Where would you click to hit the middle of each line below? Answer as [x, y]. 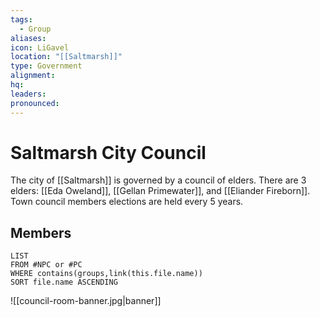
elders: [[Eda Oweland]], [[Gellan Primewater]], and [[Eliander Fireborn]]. [160, 191]
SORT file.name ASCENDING [64, 282]
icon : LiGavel [40, 47]
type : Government [46, 66]
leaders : [28, 94]
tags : [21, 19]
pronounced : [35, 103]
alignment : [33, 76]
